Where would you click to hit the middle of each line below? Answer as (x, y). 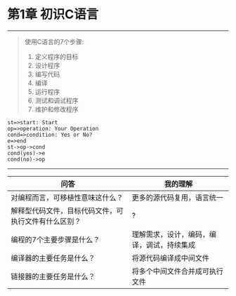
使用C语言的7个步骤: (54, 41)
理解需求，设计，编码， (170, 234)
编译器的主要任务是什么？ (53, 258)
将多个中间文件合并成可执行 (177, 271)
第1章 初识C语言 (53, 14)
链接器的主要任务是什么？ (53, 276)
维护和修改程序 (57, 109)
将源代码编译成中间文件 (170, 258)
